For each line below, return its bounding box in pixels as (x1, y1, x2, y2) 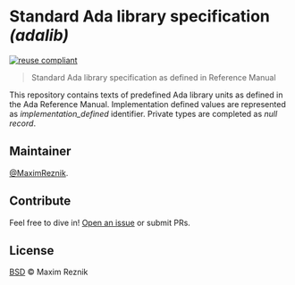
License (9, 243, 55, 258)
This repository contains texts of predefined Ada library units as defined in (9, 89, 283, 100)
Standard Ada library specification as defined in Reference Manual (30, 71, 276, 82)
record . (9, 118, 37, 129)
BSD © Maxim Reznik (9, 266, 88, 278)
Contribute (9, 194, 72, 209)
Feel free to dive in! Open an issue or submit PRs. (9, 217, 190, 228)
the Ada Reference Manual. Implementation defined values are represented (9, 98, 286, 109)
